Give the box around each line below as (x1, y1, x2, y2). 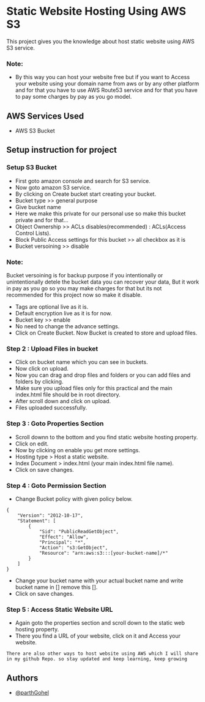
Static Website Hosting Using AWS (6, 4, 187, 18)
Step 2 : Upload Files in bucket (6, 344, 99, 353)
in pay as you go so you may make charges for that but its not (6, 285, 162, 292)
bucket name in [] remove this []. (15, 583, 98, 590)
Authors (6, 673, 39, 683)
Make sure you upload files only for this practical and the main (15, 385, 173, 392)
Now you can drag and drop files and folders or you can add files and (15, 371, 191, 379)
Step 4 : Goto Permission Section (6, 481, 106, 490)
